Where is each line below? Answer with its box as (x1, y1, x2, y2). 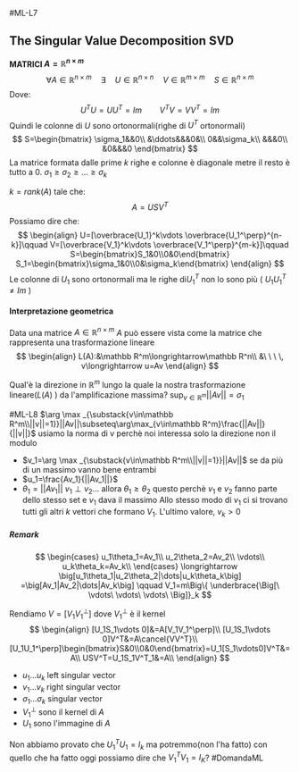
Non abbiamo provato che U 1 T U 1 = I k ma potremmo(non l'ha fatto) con (9, 737, 268, 751)
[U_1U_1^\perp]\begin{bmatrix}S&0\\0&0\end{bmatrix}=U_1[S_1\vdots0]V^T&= (9, 643, 291, 654)
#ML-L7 (9, 8, 38, 18)
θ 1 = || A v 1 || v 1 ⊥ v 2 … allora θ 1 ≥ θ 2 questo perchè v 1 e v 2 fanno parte (21, 482, 278, 496)
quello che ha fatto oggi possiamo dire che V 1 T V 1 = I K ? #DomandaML (9, 751, 264, 765)
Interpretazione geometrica (9, 306, 114, 316)
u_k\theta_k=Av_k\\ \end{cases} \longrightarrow (62, 561, 238, 572)
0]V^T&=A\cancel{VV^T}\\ (102, 634, 198, 644)
